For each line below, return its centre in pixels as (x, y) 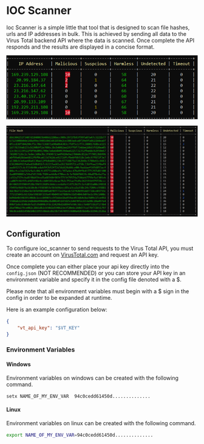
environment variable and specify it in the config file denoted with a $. (94, 279)
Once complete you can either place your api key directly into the (88, 266)
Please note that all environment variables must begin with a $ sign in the (98, 291)
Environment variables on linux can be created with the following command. (101, 423)
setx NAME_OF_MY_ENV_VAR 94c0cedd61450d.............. (78, 396)
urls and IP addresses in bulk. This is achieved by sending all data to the (97, 33)
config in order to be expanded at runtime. (59, 297)
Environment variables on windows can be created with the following (93, 378)
